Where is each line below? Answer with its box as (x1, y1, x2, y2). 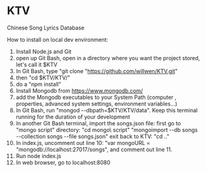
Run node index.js (15, 152, 62, 160)
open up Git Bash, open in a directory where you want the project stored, (15, 54, 200, 61)
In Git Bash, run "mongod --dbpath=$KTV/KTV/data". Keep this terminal (15, 106, 198, 114)
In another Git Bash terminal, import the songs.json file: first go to (15, 119, 181, 127)
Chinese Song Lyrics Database (7, 24, 85, 31)
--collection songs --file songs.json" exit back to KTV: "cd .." (15, 133, 170, 140)
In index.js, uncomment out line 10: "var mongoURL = (15, 139, 151, 146)
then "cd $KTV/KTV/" (15, 74, 71, 81)
